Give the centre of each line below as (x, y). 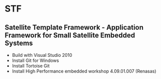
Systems (19, 43)
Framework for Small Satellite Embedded (70, 35)
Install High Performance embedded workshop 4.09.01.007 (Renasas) (84, 71)
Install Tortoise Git (31, 66)
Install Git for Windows (35, 60)
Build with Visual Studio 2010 (42, 55)
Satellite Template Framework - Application (74, 27)
